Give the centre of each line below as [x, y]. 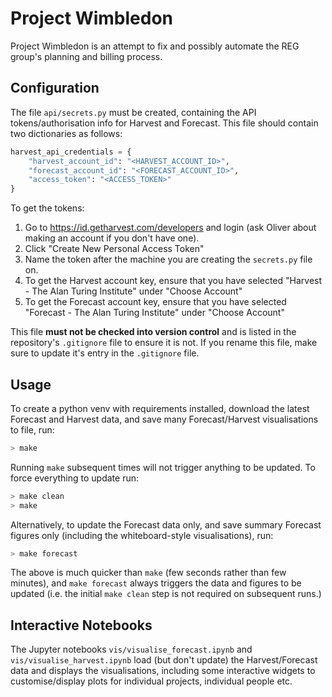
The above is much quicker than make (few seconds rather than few [148, 573]
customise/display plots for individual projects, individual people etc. [151, 681]
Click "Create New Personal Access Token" [114, 249]
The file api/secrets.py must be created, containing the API [133, 112]
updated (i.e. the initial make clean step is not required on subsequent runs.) [166, 594]
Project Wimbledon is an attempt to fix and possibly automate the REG [155, 46]
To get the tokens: [47, 208]
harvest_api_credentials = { [71, 152]
